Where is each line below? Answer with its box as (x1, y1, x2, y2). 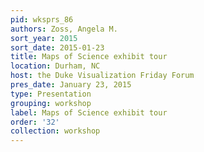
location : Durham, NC (10, 61, 101, 71)
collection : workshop (10, 126, 101, 136)
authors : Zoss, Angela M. (10, 24, 118, 34)
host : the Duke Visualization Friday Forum (10, 71, 195, 81)
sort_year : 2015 (10, 33, 78, 43)
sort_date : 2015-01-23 (10, 42, 105, 53)
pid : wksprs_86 (10, 14, 74, 25)
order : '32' (10, 117, 60, 127)
